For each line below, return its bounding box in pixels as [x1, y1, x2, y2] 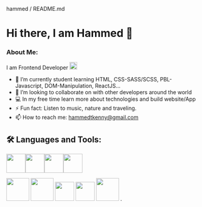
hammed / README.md [6, 5, 65, 12]
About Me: [6, 48, 38, 56]
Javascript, [15, 82, 44, 90]
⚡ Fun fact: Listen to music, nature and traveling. [15, 104, 137, 112]
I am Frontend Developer [6, 64, 69, 72]
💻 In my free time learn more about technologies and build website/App [15, 95, 196, 103]
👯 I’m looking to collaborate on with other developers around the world [15, 89, 192, 96]
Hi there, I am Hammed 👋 [6, 27, 133, 40]
